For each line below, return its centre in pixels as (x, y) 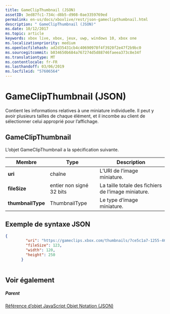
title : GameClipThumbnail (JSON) (40, 10)
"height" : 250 (40, 255)
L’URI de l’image (119, 171)
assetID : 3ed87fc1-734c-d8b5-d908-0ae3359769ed (56, 15)
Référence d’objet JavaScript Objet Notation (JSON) (59, 306)
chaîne (58, 174)
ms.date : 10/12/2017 (27, 29)
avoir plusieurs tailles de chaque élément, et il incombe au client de (75, 116)
